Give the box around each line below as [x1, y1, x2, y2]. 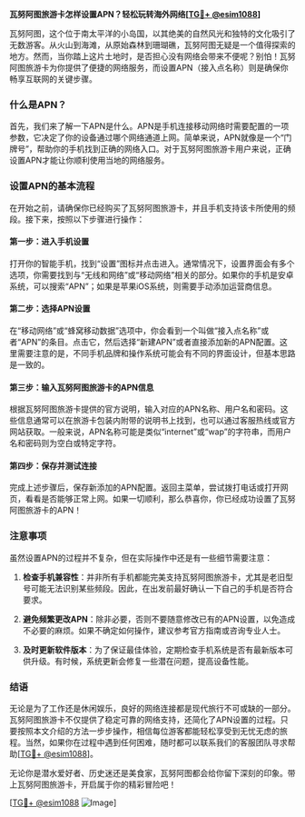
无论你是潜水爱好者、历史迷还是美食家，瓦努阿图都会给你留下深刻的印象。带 [9, 768, 296, 778]
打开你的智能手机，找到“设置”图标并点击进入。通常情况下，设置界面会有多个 [9, 258, 295, 269]
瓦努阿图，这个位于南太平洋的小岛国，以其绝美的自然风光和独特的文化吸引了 [9, 28, 296, 39]
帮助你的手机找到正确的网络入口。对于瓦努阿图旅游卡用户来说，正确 [36, 144, 292, 154]
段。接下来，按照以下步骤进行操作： [9, 214, 145, 224]
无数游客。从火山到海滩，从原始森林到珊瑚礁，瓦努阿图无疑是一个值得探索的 [9, 40, 296, 50]
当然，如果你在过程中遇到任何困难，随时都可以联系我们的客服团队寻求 [25, 737, 288, 748]
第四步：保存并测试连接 [9, 460, 97, 471]
